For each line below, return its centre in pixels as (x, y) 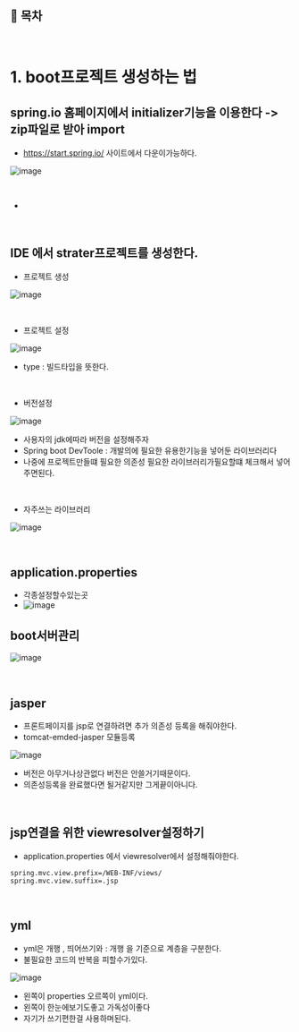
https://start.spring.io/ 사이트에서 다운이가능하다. (110, 153)
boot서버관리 (45, 635)
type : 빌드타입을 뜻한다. (66, 366)
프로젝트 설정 (46, 330)
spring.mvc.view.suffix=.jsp (64, 881)
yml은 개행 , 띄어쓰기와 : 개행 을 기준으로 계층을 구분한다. (122, 948)
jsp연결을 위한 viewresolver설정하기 (107, 833)
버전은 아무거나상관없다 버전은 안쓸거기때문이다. (107, 773)
